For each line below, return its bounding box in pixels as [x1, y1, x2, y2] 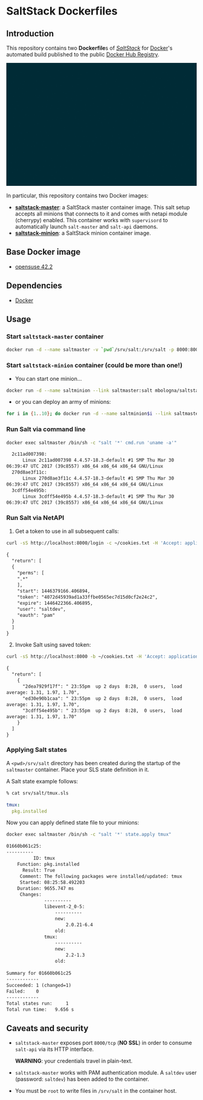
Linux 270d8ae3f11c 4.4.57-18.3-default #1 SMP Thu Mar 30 [22, 475, 174, 482]
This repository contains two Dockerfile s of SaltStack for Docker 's [6, 44, 173, 51]
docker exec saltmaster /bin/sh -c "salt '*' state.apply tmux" [6, 831, 172, 838]
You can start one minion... [14, 375, 82, 382]
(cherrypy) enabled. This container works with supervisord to [14, 217, 168, 224]
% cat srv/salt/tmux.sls [6, 790, 69, 796]
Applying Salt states [6, 746, 68, 754]
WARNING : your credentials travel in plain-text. [14, 1058, 133, 1065]
